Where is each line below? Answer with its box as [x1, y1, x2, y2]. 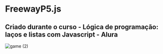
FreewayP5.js [5, 3, 61, 15]
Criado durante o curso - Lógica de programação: [5, 23, 159, 31]
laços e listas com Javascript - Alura [5, 30, 118, 38]
